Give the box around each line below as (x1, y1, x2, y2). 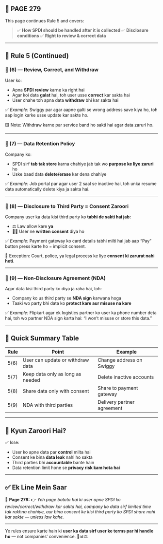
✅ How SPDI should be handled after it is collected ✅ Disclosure (16, 27, 149, 33)
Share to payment (98, 385, 138, 392)
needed (22, 377, 40, 384)
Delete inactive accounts (98, 374, 154, 380)
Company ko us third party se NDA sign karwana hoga (12, 295, 121, 301)
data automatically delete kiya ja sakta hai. (5, 186, 90, 192)
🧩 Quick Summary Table (5, 334, 79, 342)
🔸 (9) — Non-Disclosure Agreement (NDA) (5, 275, 106, 281)
